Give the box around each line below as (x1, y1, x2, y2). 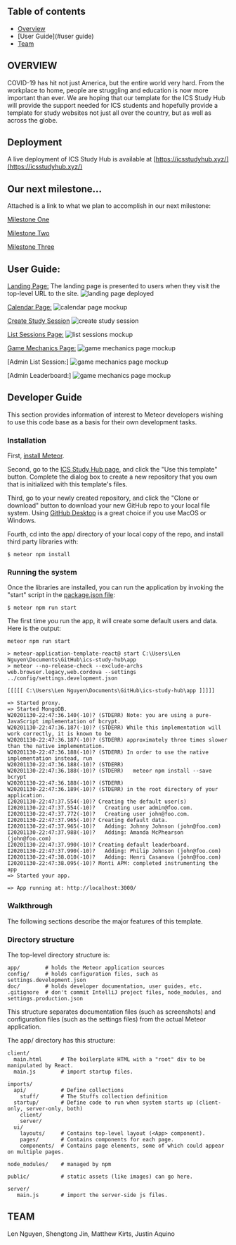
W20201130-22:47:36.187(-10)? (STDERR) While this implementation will (7, 724, 221, 732)
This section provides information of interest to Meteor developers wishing (7, 410, 223, 419)
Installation (7, 435, 47, 445)
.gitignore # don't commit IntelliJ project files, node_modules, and (7, 989, 221, 996)
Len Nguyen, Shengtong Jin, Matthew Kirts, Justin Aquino (7, 1229, 176, 1238)
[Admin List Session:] (7, 357, 69, 366)
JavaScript (7, 718, 39, 725)
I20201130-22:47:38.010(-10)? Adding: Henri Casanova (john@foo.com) (7, 854, 221, 861)
